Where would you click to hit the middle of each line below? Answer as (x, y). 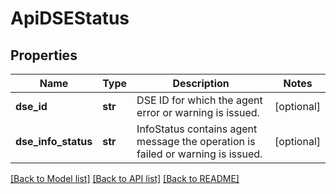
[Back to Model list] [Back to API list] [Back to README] (125, 178)
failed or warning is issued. (199, 154)
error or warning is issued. (198, 112)
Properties (44, 55)
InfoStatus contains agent (197, 129)
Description (201, 83)
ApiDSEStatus (70, 18)
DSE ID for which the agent (199, 100)
